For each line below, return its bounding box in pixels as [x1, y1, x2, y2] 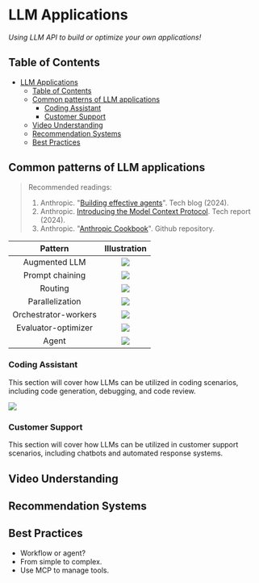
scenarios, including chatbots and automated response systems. [8, 448, 223, 458]
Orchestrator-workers [12, 308, 97, 320]
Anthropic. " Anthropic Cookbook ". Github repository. [40, 224, 215, 233]
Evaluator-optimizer [15, 321, 93, 333]
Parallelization [27, 296, 81, 307]
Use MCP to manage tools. [19, 565, 110, 575]
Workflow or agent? [19, 547, 86, 558]
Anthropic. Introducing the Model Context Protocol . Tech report [40, 206, 252, 216]
